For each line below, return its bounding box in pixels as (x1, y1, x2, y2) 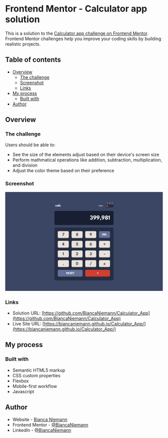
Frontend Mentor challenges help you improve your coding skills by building (5, 36, 161, 42)
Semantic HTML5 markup (12, 367, 65, 373)
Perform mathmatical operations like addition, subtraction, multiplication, (12, 157, 162, 163)
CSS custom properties (12, 372, 61, 378)
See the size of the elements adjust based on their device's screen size (12, 152, 159, 158)
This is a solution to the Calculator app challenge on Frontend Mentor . (5, 30, 149, 36)
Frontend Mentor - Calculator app (5, 3, 147, 15)
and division (12, 162, 38, 168)
